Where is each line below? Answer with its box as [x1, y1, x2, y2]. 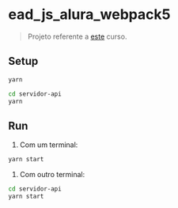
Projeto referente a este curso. [27, 32, 127, 41]
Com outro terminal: [19, 170, 85, 180]
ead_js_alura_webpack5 [8, 6, 171, 24]
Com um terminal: [19, 140, 78, 149]
